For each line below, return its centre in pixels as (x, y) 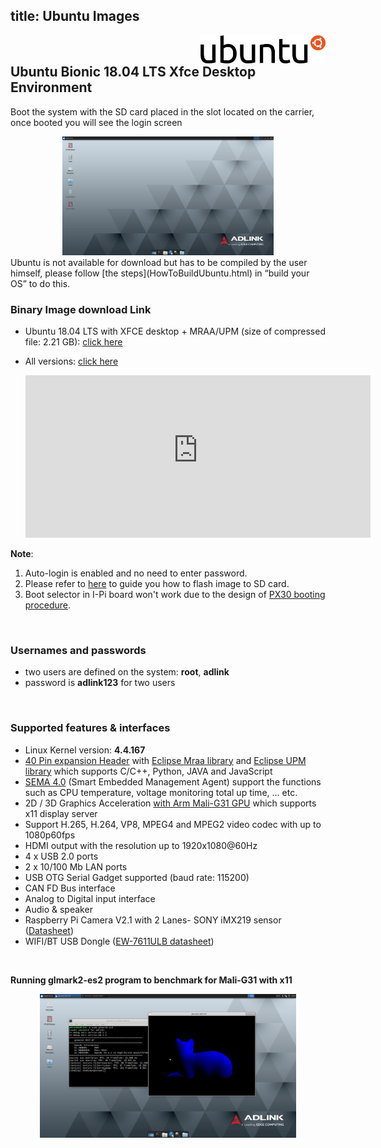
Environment (51, 87)
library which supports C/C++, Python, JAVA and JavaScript (148, 771)
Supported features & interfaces (90, 728)
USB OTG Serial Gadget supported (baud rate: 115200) (137, 877)
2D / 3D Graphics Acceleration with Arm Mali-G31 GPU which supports (170, 803)
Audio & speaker (58, 909)
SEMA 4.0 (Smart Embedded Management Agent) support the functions (173, 781)
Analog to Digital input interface (90, 898)
